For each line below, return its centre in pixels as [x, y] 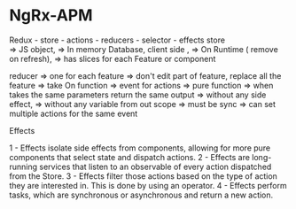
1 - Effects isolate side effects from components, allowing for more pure [140, 148]
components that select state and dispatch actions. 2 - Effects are [130, 157]
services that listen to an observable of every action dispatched [156, 166]
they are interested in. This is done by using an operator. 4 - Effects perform [148, 185]
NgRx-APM [51, 15]
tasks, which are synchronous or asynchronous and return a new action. [141, 195]
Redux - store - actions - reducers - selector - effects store [117, 40]
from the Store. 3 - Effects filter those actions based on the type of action [143, 176]
